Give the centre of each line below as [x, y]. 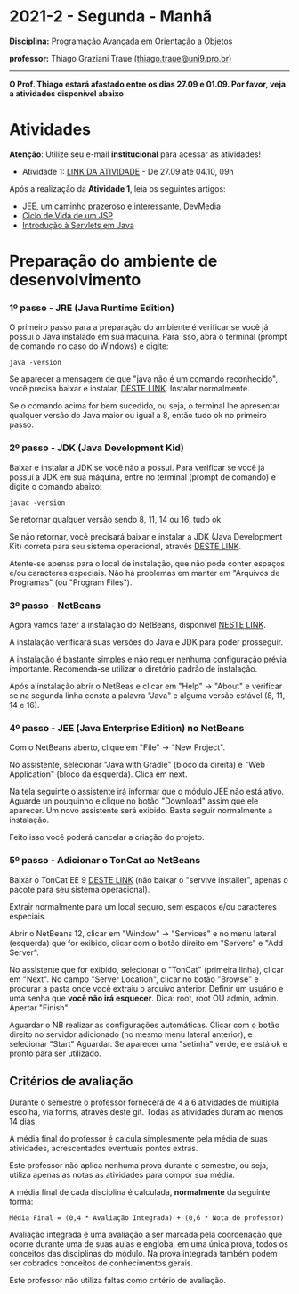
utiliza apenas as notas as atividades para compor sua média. [122, 1175]
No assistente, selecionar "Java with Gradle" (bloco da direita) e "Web [137, 765]
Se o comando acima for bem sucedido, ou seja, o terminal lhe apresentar [145, 406]
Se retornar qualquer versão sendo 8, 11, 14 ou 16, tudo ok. [117, 519]
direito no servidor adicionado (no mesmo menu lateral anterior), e [131, 1034]
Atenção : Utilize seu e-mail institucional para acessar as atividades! [135, 154]
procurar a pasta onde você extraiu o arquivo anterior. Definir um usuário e [146, 988]
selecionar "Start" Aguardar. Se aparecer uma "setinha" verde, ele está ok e [148, 1043]
